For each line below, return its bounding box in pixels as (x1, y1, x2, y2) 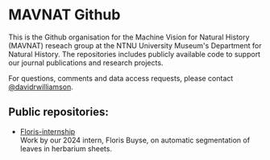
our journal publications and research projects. (8, 58, 164, 68)
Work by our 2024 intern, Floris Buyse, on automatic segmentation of (19, 135, 251, 145)
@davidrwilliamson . (8, 82, 74, 92)
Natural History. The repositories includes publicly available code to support (8, 49, 260, 59)
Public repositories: (8, 105, 109, 119)
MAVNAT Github (8, 6, 121, 24)
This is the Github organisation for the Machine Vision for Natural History (8, 32, 250, 42)
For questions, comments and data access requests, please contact (8, 73, 234, 83)
